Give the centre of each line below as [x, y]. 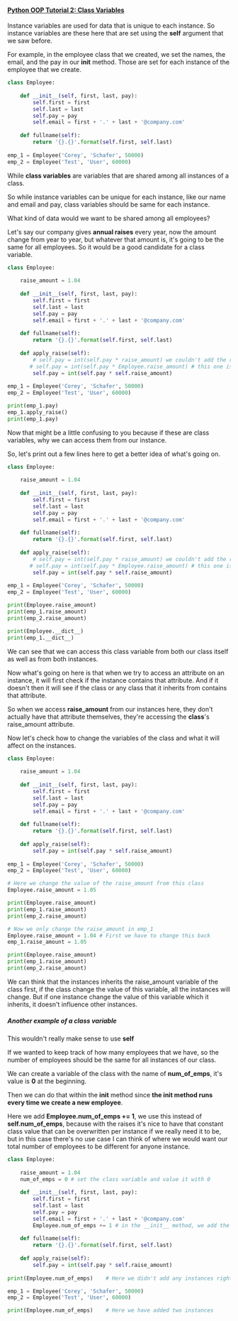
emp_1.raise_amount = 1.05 [47, 942]
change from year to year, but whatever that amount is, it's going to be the [116, 239]
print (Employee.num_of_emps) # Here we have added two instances [110, 1310]
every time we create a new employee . [65, 1102]
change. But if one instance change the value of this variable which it [108, 996]
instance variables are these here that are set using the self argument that [115, 33]
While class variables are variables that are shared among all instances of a [118, 175]
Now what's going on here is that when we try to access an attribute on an [116, 673]
